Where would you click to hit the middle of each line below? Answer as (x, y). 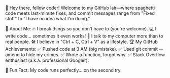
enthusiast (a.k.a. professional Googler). (47, 60)
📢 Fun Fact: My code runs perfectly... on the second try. (63, 70)
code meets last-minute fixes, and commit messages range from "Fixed (80, 13)
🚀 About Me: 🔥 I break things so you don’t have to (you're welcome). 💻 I (81, 29)
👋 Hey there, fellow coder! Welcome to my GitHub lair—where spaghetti (80, 8)
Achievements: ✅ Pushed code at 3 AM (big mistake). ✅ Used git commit (82, 49)
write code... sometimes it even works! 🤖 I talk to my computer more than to (84, 36)
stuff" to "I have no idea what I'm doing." (48, 18)
